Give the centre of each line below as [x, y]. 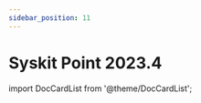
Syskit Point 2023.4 [85, 62]
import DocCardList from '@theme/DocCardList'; [100, 88]
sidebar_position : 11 [50, 18]
